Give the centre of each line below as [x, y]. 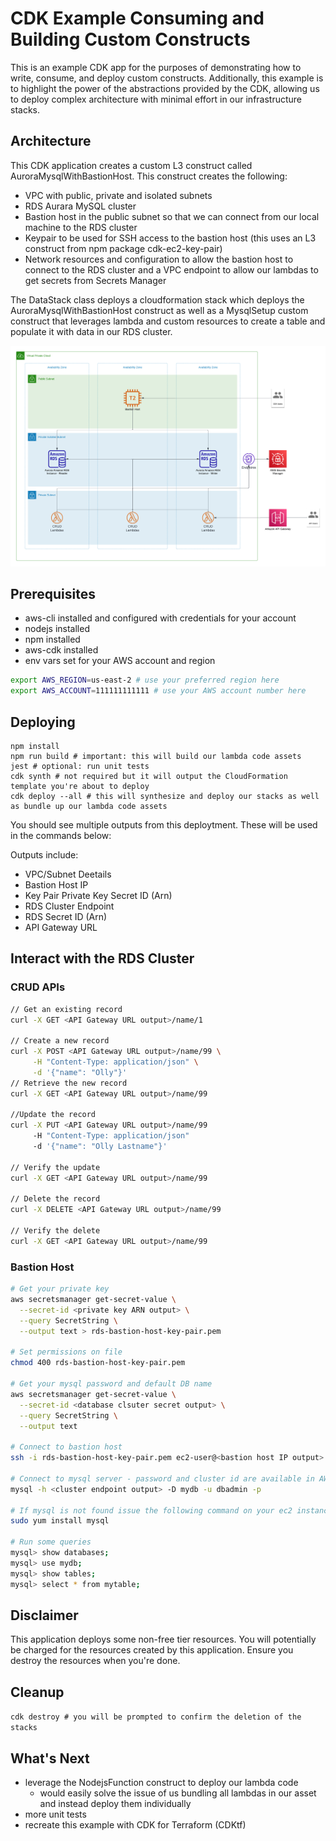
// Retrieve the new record [69, 1083]
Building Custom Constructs [130, 39]
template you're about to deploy [80, 787]
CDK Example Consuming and [137, 18]
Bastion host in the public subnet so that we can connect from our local [172, 216]
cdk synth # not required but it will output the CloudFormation [149, 777]
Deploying [43, 722]
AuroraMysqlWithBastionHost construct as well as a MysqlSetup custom [159, 310]
